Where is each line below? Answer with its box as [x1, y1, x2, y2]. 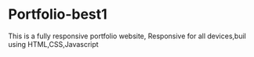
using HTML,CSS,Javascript [8, 39, 100, 48]
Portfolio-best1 [8, 5, 107, 23]
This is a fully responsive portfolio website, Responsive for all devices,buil [8, 31, 247, 41]
